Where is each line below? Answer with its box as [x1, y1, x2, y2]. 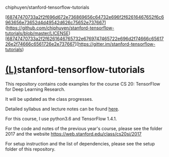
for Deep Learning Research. [5, 86, 66, 92]
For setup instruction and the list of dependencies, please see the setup [5, 140, 155, 146]
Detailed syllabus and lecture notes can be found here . [5, 106, 119, 112]
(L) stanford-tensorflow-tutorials [5, 64, 145, 75]
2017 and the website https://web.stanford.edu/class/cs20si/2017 [5, 131, 142, 137]
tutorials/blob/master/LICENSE [5, 30, 69, 36]
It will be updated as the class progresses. [5, 96, 94, 102]
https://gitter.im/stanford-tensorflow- [78, 41, 156, 47]
